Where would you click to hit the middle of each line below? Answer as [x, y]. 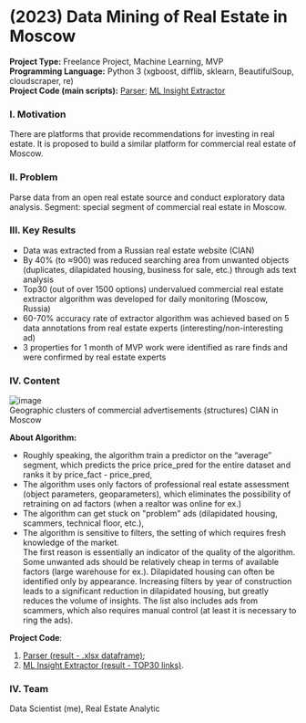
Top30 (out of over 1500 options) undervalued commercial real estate [153, 288]
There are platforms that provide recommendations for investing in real [142, 134]
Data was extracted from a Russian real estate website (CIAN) [138, 250]
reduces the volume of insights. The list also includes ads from [140, 601]
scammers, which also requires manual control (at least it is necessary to [159, 611]
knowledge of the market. [71, 543]
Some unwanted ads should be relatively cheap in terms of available [151, 562]
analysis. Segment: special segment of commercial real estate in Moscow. [148, 206]
